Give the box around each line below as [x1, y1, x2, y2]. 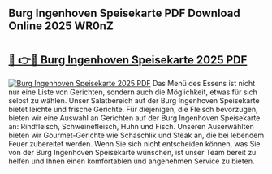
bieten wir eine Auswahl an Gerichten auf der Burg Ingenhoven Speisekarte [8, 113, 261, 123]
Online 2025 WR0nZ [8, 20, 114, 33]
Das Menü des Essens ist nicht [153, 79, 256, 88]
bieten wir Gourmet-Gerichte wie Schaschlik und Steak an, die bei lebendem [8, 130, 265, 140]
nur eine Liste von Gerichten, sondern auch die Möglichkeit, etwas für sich [8, 87, 258, 97]
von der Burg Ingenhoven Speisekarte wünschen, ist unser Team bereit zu [8, 148, 257, 157]
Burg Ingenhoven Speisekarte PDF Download [8, 7, 241, 20]
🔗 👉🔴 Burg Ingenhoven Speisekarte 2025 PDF [8, 53, 248, 67]
